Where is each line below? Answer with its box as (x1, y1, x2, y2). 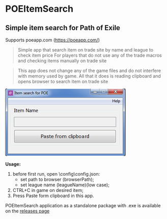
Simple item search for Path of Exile (5, 23, 121, 32)
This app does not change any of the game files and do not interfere (17, 67, 161, 74)
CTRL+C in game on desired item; (12, 187, 83, 193)
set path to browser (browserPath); (20, 177, 94, 182)
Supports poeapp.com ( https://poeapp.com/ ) (5, 37, 100, 43)
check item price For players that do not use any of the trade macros (17, 52, 162, 58)
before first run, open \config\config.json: (12, 171, 100, 177)
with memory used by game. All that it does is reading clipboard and (17, 73, 161, 79)
